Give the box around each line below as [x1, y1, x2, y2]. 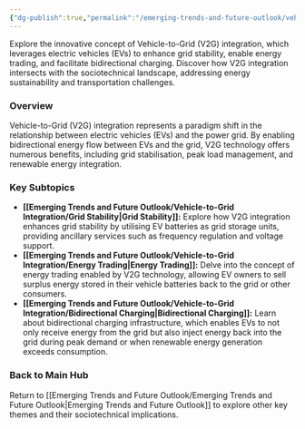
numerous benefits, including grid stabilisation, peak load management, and [9, 149, 293, 160]
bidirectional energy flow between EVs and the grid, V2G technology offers [9, 139, 290, 150]
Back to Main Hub [9, 369, 89, 382]
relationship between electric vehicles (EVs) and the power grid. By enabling [9, 129, 295, 141]
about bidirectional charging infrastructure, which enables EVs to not [22, 317, 280, 328]
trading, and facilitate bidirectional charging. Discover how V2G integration [9, 57, 289, 68]
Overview [9, 99, 54, 112]
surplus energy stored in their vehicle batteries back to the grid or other [22, 278, 290, 290]
